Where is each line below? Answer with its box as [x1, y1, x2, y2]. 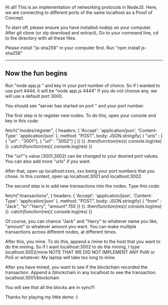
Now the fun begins [5, 69, 67, 78]
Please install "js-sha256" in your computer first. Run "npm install [5, 45, 140, 50]
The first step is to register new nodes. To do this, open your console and [5, 112, 156, 118]
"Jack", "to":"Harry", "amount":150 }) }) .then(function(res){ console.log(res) [5, 203, 162, 209]
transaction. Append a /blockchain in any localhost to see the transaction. [5, 269, 157, 275]
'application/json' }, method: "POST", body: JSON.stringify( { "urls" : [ [19, 132, 162, 139]
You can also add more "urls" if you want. [5, 158, 91, 164]
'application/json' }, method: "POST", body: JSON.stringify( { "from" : [19, 198, 162, 204]
